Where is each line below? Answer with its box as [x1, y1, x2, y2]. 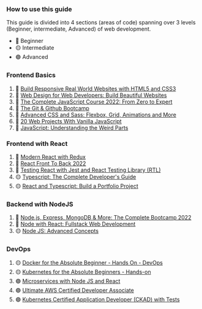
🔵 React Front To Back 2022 [15, 159, 86, 167]
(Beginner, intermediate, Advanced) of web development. [6, 25, 151, 32]
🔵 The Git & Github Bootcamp [15, 104, 90, 112]
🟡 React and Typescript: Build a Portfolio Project [15, 182, 139, 189]
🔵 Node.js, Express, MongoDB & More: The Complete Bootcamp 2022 [15, 214, 192, 221]
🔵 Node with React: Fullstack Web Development [15, 220, 136, 228]
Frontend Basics [6, 71, 56, 80]
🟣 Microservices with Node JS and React [15, 278, 121, 285]
